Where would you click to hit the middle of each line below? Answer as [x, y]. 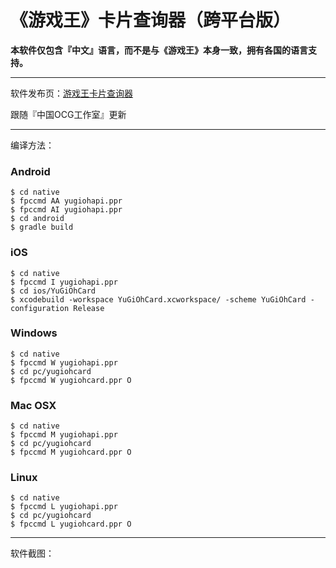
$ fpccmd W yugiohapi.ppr [64, 362]
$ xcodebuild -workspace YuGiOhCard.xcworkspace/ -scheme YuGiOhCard [158, 299]
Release [89, 308]
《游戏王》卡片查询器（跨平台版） [151, 20]
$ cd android [37, 219]
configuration [40, 308]
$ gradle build [42, 227]
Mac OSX [33, 405]
